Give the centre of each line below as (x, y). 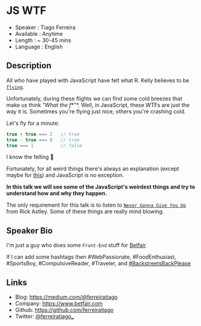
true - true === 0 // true (43, 140)
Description (29, 66)
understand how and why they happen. (57, 193)
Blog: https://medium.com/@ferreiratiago (66, 297)
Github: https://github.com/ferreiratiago (64, 310)
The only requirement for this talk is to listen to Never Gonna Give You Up (96, 205)
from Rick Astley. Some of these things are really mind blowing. (85, 211)
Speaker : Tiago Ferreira (45, 27)
